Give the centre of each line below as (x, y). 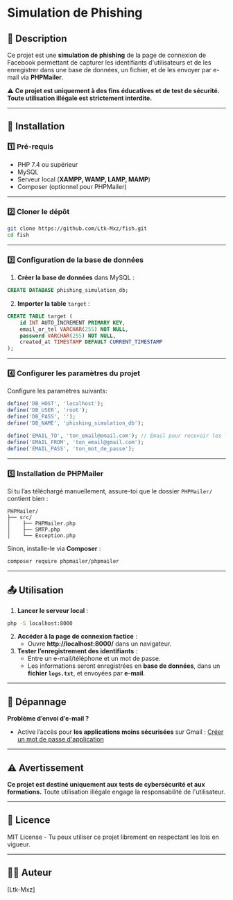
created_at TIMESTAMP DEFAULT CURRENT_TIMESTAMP (91, 342)
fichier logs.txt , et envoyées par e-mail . (86, 673)
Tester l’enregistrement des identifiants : (77, 651)
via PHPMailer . (42, 77)
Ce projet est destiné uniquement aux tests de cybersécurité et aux (106, 785)
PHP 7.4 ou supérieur (48, 164)
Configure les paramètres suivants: (57, 391)
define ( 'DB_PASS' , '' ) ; (42, 417)
